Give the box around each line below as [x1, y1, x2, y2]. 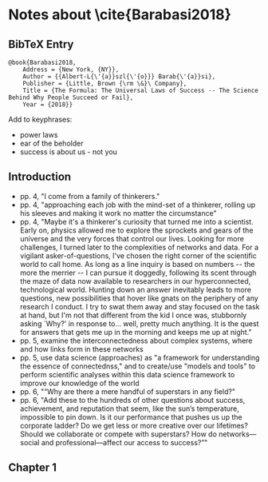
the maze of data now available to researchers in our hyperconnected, [19, 276, 251, 285]
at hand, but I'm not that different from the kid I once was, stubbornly [19, 310, 247, 320]
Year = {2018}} [22, 101, 73, 109]
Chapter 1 [8, 461, 57, 475]
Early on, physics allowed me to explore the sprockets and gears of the [19, 225, 254, 235]
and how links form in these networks [19, 344, 144, 353]
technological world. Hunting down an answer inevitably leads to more [19, 285, 251, 294]
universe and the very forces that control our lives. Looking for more [19, 233, 245, 243]
